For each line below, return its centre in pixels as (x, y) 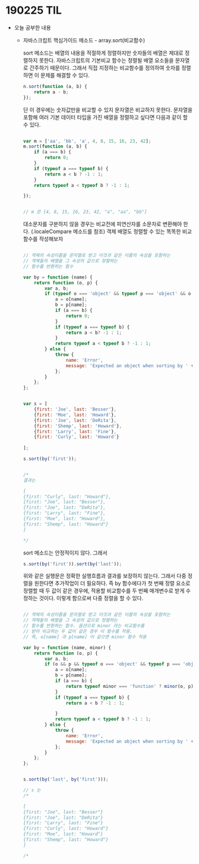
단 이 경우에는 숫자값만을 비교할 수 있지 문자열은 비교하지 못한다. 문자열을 (108, 109)
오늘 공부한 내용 (32, 27)
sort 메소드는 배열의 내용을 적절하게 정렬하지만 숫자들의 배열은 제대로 (103, 53)
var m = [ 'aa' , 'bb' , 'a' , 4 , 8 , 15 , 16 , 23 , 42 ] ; (87, 141)
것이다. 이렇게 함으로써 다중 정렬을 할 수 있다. (91, 598)
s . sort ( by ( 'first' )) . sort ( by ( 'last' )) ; (72, 564)
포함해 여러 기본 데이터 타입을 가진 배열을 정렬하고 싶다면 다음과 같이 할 (105, 117)
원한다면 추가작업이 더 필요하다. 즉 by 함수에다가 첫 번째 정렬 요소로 (112, 583)
